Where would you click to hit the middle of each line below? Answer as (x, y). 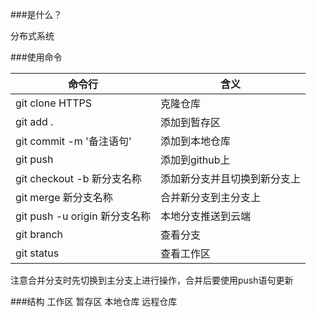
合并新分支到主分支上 (210, 197)
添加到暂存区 (190, 122)
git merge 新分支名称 (64, 197)
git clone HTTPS (53, 103)
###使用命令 (36, 57)
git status (37, 253)
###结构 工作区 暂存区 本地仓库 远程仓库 (94, 301)
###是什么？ (36, 14)
